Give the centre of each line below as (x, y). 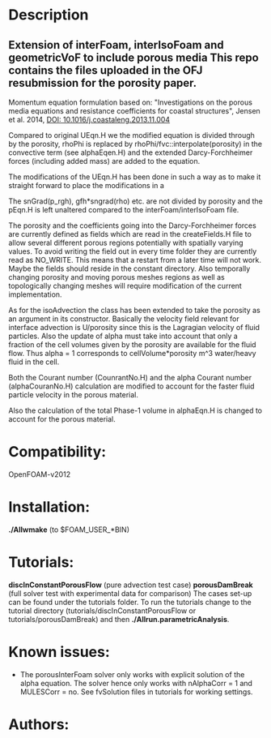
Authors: (39, 724)
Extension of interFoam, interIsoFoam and (116, 45)
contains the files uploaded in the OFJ (106, 70)
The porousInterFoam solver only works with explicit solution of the (132, 674)
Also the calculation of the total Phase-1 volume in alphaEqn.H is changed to (135, 410)
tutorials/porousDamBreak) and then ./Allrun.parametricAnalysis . (119, 619)
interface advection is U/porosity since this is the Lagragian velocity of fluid (134, 327)
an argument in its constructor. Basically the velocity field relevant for (124, 319)
